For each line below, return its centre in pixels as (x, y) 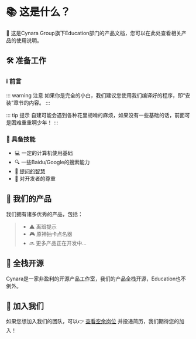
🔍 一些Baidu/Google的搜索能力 (52, 162)
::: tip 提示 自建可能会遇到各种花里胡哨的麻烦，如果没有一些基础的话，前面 (96, 115)
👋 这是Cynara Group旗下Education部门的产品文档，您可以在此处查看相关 (94, 33)
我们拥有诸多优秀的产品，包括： (44, 214)
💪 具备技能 (21, 139)
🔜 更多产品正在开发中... (58, 243)
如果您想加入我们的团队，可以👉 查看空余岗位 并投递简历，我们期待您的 (93, 321)
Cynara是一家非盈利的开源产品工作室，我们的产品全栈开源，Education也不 (96, 279)
